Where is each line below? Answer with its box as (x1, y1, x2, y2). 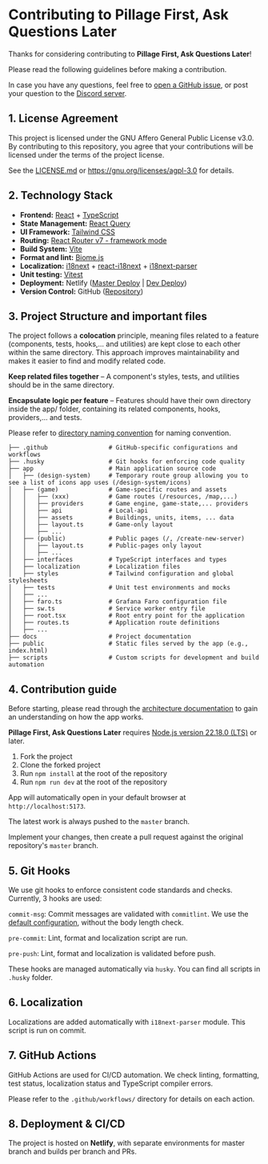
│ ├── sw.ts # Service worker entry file (8, 605, 206, 613)
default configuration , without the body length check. (8, 918, 184, 927)
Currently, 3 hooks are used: (8, 894, 102, 903)
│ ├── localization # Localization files (8, 562, 181, 571)
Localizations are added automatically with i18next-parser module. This (8, 1017, 246, 1026)
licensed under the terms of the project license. (8, 150, 165, 159)
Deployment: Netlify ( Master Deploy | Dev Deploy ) (19, 278, 187, 287)
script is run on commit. (8, 1026, 86, 1035)
